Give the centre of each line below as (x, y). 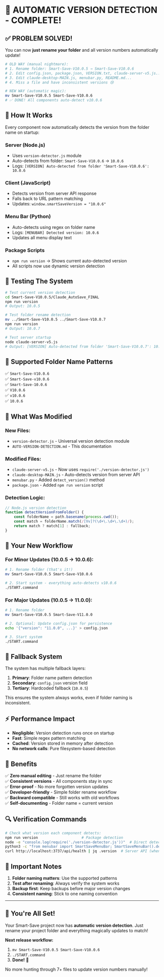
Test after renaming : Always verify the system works (66, 883)
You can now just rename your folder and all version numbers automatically (82, 50)
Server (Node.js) (25, 145)
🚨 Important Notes (33, 866)
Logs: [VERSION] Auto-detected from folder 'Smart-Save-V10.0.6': (81, 166)
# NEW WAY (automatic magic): (36, 91)
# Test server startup (28, 337)
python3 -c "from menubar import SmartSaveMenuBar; (59, 847)
